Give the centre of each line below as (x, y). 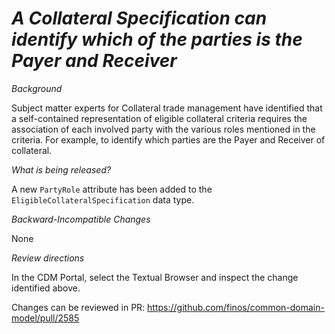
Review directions (48, 258)
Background (37, 88)
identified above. (46, 288)
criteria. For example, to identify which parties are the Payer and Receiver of (168, 139)
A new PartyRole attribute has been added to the (112, 189)
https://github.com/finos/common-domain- (236, 307)
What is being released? (61, 169)
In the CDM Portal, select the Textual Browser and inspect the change (155, 277)
